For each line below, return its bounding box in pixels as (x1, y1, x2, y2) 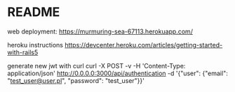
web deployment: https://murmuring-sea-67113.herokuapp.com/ (7, 27, 193, 36)
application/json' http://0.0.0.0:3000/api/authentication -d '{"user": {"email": (7, 69, 228, 77)
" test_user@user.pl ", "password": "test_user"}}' (7, 76, 145, 84)
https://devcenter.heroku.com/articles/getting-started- (64, 40, 223, 49)
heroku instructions (7, 40, 63, 49)
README (7, 4, 60, 20)
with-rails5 (7, 48, 39, 56)
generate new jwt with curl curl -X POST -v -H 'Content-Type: (7, 61, 186, 70)
